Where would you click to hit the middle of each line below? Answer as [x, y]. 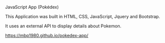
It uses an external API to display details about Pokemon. [63, 26]
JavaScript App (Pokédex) [32, 7]
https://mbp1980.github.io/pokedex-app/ [47, 35]
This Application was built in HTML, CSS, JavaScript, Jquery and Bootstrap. [83, 16]
